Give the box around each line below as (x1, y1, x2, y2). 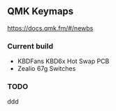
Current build (7, 41, 54, 51)
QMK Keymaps (7, 6, 74, 17)
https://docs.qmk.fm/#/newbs (7, 24, 94, 32)
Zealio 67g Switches (17, 65, 76, 73)
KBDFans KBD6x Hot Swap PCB (17, 57, 110, 65)
